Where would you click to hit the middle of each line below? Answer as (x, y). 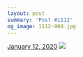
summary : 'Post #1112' (40, 20)
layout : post (26, 13)
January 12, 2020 (32, 47)
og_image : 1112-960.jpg (42, 26)
